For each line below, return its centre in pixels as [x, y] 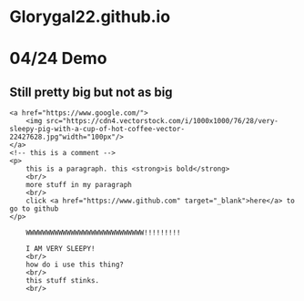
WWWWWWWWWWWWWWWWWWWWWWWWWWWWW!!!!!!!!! [103, 233]
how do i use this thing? [75, 265]
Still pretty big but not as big [91, 92]
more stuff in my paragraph [79, 185]
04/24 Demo [58, 59]
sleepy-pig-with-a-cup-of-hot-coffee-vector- [97, 130]
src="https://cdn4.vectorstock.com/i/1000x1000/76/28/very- [162, 121]
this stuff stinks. [63, 281]
